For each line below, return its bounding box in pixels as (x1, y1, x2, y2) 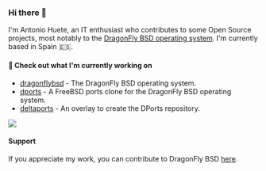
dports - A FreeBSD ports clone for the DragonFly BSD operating (19, 86, 232, 96)
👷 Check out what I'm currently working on (8, 60, 152, 70)
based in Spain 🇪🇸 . (8, 42, 74, 51)
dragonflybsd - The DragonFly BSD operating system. (19, 78, 197, 88)
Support (8, 136, 37, 146)
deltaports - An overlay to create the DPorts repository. (19, 103, 200, 113)
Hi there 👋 (8, 7, 48, 18)
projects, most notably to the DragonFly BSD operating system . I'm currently (8, 33, 258, 43)
